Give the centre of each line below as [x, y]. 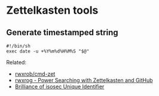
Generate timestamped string [62, 32]
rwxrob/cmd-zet [35, 74]
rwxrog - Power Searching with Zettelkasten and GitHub [84, 80]
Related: [16, 62]
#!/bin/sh [19, 46]
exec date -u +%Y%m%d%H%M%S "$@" [48, 51]
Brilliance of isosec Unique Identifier [59, 86]
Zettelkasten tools [52, 10]
